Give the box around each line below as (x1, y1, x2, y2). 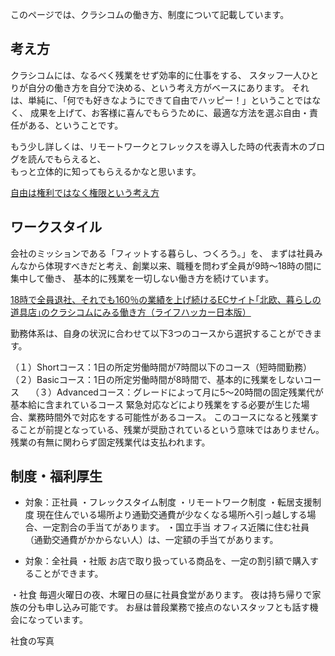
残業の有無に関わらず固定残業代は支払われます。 (10, 436, 211, 448)
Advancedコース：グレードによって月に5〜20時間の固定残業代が (56, 386, 324, 398)
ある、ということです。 (27, 119, 124, 131)
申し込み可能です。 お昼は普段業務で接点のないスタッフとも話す (44, 601, 310, 613)
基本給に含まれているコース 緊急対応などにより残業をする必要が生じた (10, 398, 302, 410)
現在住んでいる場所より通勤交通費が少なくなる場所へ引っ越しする (36, 509, 308, 521)
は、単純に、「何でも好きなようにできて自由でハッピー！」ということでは (10, 94, 313, 106)
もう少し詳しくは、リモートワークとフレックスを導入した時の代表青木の (10, 140, 308, 152)
